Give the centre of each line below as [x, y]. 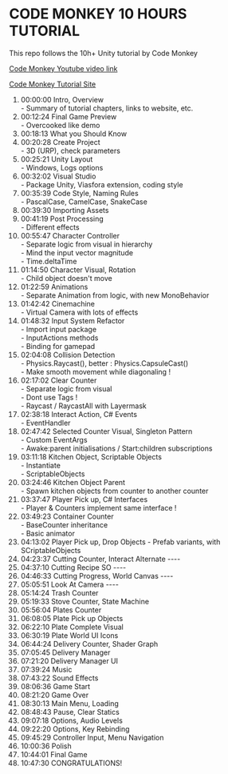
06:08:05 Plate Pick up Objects [72, 618]
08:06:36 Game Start [55, 686]
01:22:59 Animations [54, 287]
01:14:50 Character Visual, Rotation [78, 270]
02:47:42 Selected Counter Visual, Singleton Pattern [106, 431]
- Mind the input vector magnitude [77, 252]
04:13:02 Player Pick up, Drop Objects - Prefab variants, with [120, 542]
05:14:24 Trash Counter [59, 592]
